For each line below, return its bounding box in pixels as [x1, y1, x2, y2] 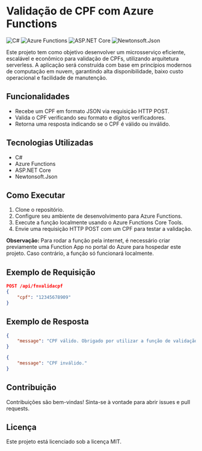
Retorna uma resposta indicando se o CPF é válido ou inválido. [14, 120, 170, 127]
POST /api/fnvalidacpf [6, 283, 63, 289]
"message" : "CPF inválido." [17, 360, 87, 366]
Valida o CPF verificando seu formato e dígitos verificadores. [14, 114, 166, 121]
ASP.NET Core [14, 167, 51, 174]
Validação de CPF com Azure [6, 4, 154, 18]
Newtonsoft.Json [14, 173, 58, 180]
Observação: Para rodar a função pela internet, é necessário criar [6, 237, 170, 244]
